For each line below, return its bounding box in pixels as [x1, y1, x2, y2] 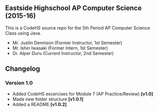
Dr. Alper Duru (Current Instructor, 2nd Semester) [12, 50, 114, 56]
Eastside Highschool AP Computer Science [5, 4, 142, 12]
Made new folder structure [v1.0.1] [12, 96, 84, 102]
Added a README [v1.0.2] [12, 101, 67, 107]
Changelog [5, 64, 40, 73]
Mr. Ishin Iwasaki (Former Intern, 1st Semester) [12, 45, 108, 51]
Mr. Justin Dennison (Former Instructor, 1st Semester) [12, 40, 123, 46]
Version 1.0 [5, 79, 33, 86]
